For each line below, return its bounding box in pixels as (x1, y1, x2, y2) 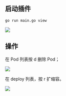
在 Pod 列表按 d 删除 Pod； (5, 56, 60, 62)
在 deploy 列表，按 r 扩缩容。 (5, 76, 64, 82)
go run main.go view (5, 18, 47, 23)
